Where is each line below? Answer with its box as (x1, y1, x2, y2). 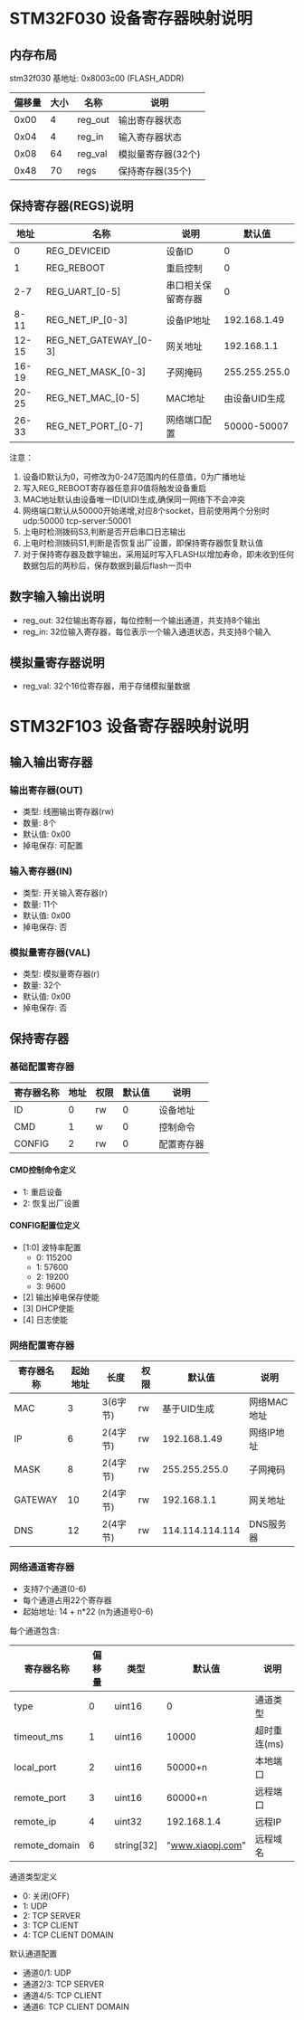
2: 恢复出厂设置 (22, 1198, 81, 1209)
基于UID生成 (162, 1403, 214, 1416)
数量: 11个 (22, 898, 59, 909)
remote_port (14, 1791, 66, 1804)
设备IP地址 (166, 314, 211, 327)
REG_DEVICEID (45, 244, 111, 257)
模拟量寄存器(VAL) (9, 946, 90, 959)
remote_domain (14, 1838, 81, 1851)
